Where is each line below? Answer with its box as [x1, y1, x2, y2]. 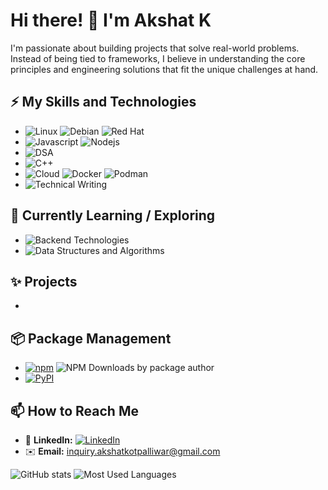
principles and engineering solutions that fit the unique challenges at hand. [10, 63, 319, 75]
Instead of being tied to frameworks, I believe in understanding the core [10, 52, 306, 64]
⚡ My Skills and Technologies [10, 94, 197, 111]
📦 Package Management [10, 330, 172, 347]
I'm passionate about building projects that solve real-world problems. [10, 42, 300, 54]
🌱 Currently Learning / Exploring [10, 207, 216, 224]
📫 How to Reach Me [10, 402, 139, 419]
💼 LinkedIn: [24, 434, 73, 446]
